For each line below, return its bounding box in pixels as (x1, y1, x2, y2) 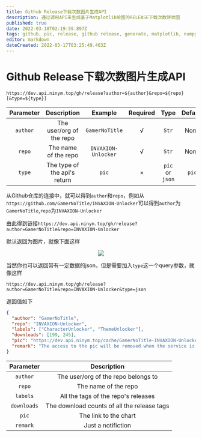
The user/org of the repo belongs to (57, 372, 158, 381)
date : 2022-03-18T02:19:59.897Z (6, 25, 87, 32)
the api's (50, 168, 75, 176)
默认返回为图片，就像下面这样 (6, 238, 80, 245)
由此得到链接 (6, 220, 38, 227)
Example (91, 109, 117, 117)
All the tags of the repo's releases (60, 391, 155, 400)
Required (128, 109, 155, 117)
